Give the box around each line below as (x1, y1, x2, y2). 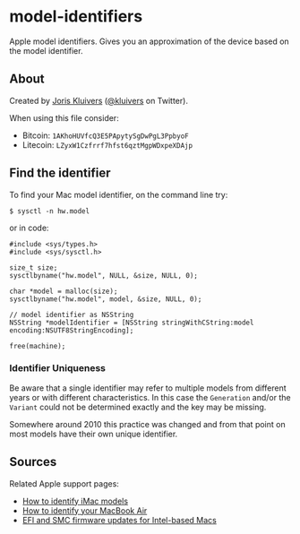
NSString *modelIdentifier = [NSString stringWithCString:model (9, 318, 254, 327)
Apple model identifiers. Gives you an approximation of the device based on (9, 36, 289, 47)
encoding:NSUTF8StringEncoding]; (9, 325, 134, 335)
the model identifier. (9, 45, 83, 56)
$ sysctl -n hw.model (9, 206, 90, 216)
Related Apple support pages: (9, 478, 119, 489)
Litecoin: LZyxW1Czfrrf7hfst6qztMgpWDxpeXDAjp (21, 139, 193, 150)
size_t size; (9, 263, 58, 272)
